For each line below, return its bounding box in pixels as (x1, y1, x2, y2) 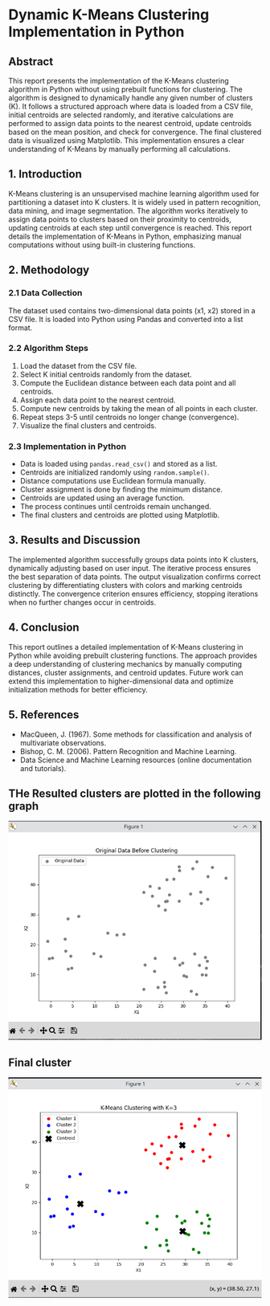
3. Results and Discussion (8, 533, 141, 547)
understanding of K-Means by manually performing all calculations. (8, 145, 231, 153)
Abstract (8, 55, 54, 68)
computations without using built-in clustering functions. (8, 239, 195, 250)
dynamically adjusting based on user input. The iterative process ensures (8, 563, 252, 573)
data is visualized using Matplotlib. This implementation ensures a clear (8, 136, 245, 145)
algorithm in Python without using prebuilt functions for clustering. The (8, 84, 243, 94)
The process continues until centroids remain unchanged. (19, 502, 211, 512)
